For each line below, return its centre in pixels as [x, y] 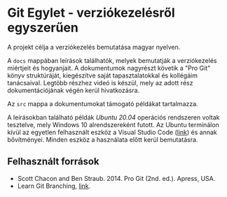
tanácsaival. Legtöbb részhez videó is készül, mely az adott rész [100, 82]
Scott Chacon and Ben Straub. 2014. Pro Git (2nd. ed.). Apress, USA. [116, 178]
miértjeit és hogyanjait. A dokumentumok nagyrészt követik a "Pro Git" [109, 68]
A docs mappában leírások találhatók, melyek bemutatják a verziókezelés [112, 60]
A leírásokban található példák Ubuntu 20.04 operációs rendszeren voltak [113, 117]
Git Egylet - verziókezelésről [91, 13]
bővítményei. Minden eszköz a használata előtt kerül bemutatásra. [103, 139]
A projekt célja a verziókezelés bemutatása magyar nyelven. [94, 47]
